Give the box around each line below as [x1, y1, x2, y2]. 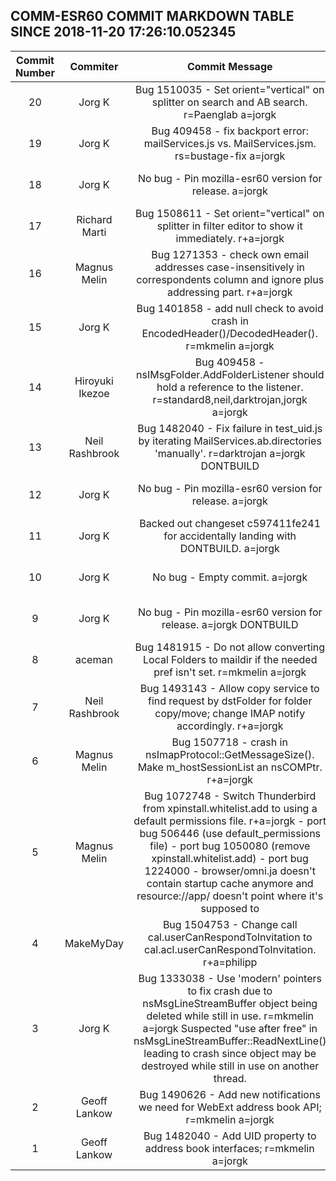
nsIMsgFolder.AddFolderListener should [136, 367, 325, 381]
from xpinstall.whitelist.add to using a [142, 801, 318, 815]
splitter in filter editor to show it [156, 219, 303, 233]
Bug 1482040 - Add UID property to [143, 1129, 317, 1143]
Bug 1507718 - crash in [171, 735, 288, 749]
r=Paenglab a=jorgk [183, 107, 277, 121]
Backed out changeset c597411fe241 [139, 516, 322, 530]
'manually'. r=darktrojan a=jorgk [154, 446, 306, 460]
